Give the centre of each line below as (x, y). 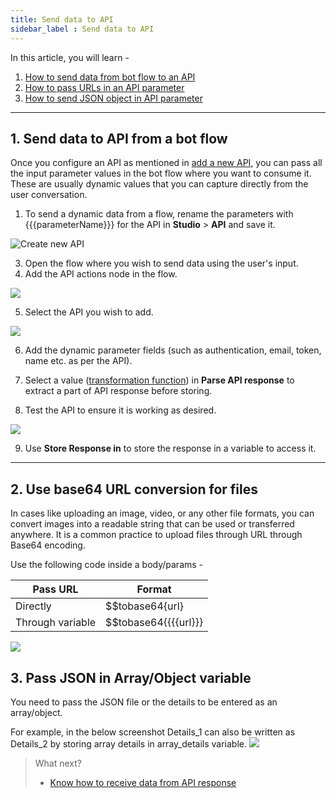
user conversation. (49, 195)
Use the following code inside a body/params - (107, 565)
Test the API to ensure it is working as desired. (120, 410)
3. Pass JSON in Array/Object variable (131, 677)
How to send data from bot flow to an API (110, 77)
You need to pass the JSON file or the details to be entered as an (144, 702)
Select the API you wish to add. (89, 312)
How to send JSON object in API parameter (113, 98)
